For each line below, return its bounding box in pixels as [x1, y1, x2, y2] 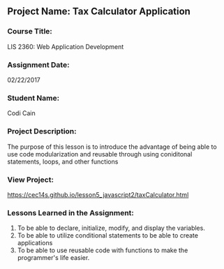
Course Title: [7, 27, 52, 36]
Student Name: [7, 93, 60, 103]
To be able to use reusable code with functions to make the [17, 246, 188, 254]
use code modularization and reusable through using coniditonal [7, 150, 193, 158]
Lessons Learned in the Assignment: [7, 208, 135, 217]
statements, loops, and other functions [7, 157, 119, 166]
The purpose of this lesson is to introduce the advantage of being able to [7, 143, 218, 151]
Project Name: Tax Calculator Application [7, 6, 191, 17]
